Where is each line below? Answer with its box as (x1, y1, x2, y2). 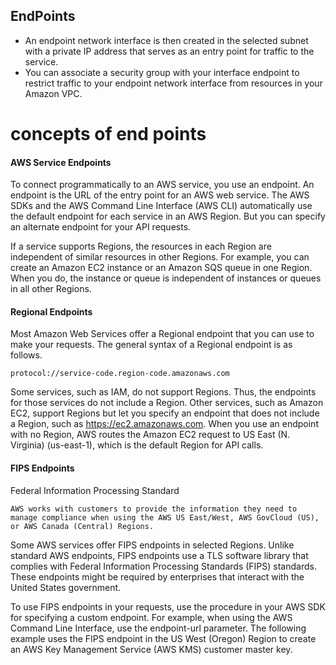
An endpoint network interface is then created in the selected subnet (24, 34, 309, 46)
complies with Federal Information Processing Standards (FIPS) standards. (10, 560, 317, 572)
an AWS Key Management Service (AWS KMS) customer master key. (10, 643, 293, 655)
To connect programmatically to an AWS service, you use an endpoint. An (10, 179, 315, 191)
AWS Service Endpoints (10, 156, 112, 168)
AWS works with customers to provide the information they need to (10, 504, 298, 514)
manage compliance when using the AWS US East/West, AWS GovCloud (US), (10, 512, 320, 523)
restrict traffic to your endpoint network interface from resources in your (24, 77, 323, 89)
